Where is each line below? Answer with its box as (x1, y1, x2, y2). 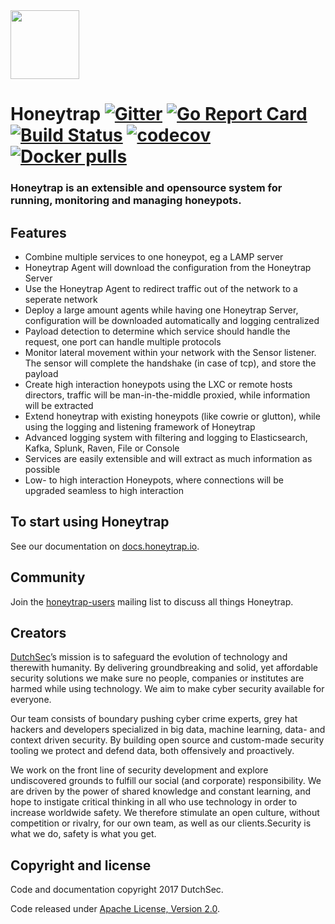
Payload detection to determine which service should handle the (24, 325, 291, 337)
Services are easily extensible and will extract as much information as (24, 452, 313, 464)
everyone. (10, 694, 52, 706)
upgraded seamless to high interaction (24, 484, 184, 496)
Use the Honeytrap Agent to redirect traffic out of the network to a (24, 282, 298, 294)
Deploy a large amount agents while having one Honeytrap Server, (24, 304, 299, 316)
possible (24, 463, 61, 475)
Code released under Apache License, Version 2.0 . (10, 903, 220, 915)
